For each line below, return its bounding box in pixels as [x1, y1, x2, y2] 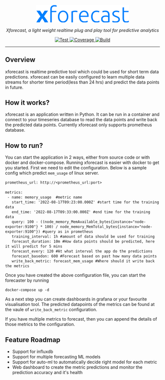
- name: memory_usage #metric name [7, 195, 82, 200]
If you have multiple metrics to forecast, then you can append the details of [5, 316, 157, 322]
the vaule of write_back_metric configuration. [5, 307, 97, 313]
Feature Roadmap [5, 335, 60, 344]
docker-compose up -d [5, 288, 50, 293]
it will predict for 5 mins [5, 244, 63, 249]
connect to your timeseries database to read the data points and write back [5, 117, 158, 123]
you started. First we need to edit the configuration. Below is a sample [5, 165, 147, 171]
